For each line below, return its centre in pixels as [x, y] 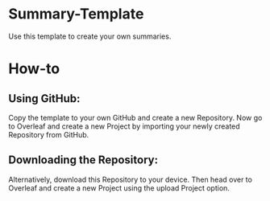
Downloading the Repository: [83, 160]
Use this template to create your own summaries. [90, 36]
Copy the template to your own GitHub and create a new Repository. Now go [135, 117]
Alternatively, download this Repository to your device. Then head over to [130, 179]
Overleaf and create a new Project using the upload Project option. [119, 188]
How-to [34, 69]
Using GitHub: [44, 98]
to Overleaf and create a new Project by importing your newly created [124, 126]
